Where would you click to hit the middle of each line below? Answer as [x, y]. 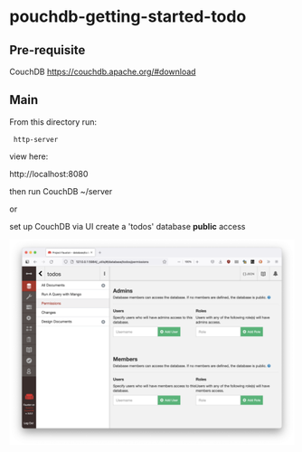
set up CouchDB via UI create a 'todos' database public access [127, 226]
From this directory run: [53, 122]
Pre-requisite [47, 50]
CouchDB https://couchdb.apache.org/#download [103, 71]
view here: [29, 156]
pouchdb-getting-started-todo [128, 17]
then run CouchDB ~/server [61, 191]
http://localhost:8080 [49, 174]
